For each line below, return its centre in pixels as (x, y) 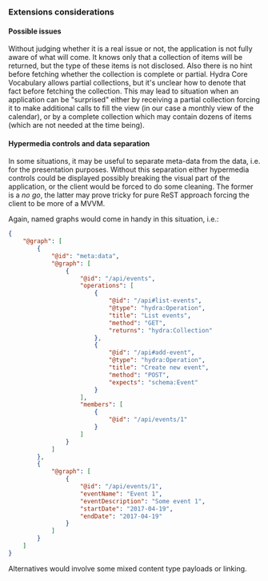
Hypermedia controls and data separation (79, 143)
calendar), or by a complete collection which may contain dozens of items (130, 117)
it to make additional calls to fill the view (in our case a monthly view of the (131, 108)
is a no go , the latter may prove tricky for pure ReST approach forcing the (129, 195)
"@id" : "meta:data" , (85, 256)
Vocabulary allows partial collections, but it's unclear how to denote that (127, 83)
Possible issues (35, 31)
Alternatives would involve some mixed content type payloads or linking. (128, 568)
